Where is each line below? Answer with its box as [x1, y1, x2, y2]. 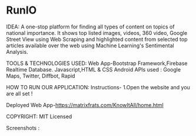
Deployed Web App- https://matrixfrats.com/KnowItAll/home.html [6, 101, 164, 108]
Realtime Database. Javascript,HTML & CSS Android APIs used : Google [6, 66, 181, 73]
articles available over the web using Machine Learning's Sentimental [6, 42, 175, 49]
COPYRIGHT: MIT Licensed [6, 113, 72, 120]
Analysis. [6, 48, 28, 55]
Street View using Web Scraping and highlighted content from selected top [6, 35, 188, 43]
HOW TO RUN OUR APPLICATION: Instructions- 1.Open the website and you [6, 83, 190, 90]
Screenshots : [6, 124, 40, 131]
